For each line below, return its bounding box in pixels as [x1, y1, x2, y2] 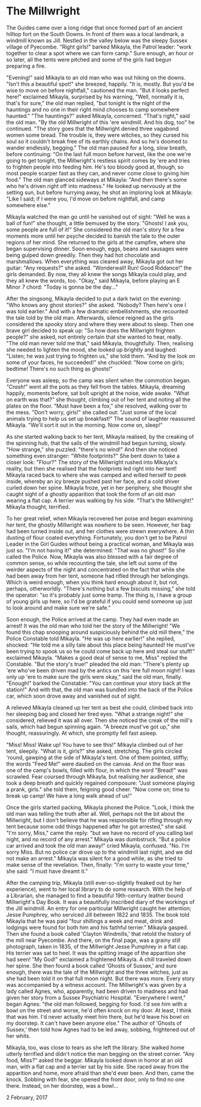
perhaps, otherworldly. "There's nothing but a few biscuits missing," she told [6, 585, 196, 592]
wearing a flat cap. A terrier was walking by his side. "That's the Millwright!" [6, 496, 194, 504]
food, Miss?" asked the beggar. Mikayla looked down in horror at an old [6, 1057, 183, 1064]
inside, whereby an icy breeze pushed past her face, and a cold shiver [6, 477, 180, 484]
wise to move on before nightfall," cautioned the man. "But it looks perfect [6, 86, 189, 94]
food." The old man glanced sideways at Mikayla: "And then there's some [6, 176, 187, 183]
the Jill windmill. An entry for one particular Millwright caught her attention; [6, 905, 192, 912]
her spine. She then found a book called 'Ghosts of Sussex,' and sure [6, 962, 177, 969]
